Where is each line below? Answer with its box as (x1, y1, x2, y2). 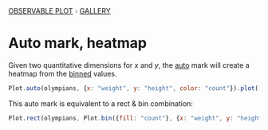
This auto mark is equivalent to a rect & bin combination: (8, 98, 194, 108)
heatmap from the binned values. (8, 69, 117, 78)
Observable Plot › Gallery (8, 6, 112, 15)
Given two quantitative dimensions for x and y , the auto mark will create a (8, 60, 250, 69)
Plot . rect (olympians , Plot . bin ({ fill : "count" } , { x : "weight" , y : (8, 114, 234, 122)
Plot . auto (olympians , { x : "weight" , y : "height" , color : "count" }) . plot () (8, 84, 262, 93)
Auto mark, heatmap (8, 34, 148, 53)
